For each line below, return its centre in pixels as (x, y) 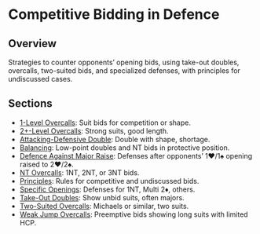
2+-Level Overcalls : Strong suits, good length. (94, 130)
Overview (33, 44)
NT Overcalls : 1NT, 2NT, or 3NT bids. (79, 172)
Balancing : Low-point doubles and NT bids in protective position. (125, 148)
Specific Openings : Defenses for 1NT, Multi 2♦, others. (107, 189)
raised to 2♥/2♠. (47, 164)
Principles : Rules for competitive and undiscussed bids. (109, 181)
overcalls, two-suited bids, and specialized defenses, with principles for (125, 71)
